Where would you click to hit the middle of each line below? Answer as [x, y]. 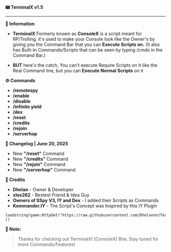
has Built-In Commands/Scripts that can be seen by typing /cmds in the [88, 50]
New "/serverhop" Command [44, 170]
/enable [21, 96]
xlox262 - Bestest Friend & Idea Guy [51, 195]
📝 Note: [13, 229]
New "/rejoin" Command [39, 164]
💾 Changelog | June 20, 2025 [37, 144]
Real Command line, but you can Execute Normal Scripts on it [78, 71]
